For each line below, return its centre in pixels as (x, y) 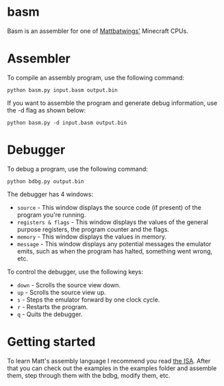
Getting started (51, 342)
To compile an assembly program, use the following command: (96, 77)
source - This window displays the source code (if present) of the (109, 207)
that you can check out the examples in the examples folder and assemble (112, 368)
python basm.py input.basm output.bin (62, 90)
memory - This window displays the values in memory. (91, 237)
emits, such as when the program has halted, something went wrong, (115, 251)
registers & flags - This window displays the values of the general (113, 222)
